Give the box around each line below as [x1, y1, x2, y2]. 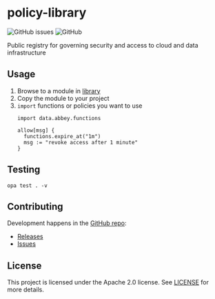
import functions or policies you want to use [17, 102, 143, 110]
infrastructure [7, 48, 46, 57]
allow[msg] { [17, 126, 55, 134]
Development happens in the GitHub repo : [7, 219, 127, 227]
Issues [17, 240, 37, 248]
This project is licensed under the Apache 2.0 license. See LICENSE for [7, 278, 209, 287]
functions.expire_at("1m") [23, 133, 101, 139]
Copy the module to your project [17, 94, 110, 102]
